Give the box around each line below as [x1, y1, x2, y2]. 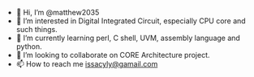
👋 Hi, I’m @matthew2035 [15, 8, 100, 17]
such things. [15, 25, 58, 34]
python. [15, 42, 42, 51]
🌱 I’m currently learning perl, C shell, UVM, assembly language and [15, 33, 241, 43]
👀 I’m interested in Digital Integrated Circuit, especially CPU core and [15, 16, 246, 26]
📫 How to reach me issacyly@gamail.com [15, 59, 158, 68]
